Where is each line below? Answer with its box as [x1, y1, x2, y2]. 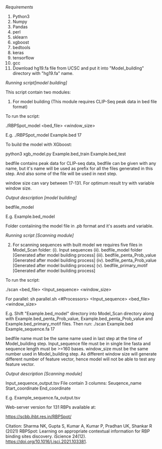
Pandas [12, 24, 28, 30]
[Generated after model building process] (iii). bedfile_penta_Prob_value [12, 252, 157, 258]
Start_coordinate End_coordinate [5, 385, 71, 391]
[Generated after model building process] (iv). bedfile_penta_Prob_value [12, 257, 157, 263]
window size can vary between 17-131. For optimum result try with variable [5, 180, 155, 186]
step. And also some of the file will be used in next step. [5, 171, 117, 177]
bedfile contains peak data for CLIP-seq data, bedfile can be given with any [5, 161, 157, 166]
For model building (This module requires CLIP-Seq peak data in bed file [12, 99, 157, 104]
